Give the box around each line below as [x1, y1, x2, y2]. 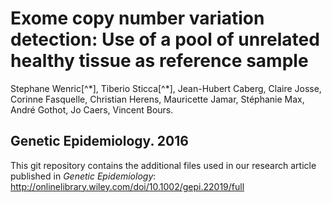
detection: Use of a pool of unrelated [10, 28, 320, 51]
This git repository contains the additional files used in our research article [10, 159, 317, 171]
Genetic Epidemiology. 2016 [10, 133, 189, 150]
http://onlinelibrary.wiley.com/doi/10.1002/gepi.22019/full [10, 180, 245, 192]
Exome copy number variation [10, 7, 265, 30]
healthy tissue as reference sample [10, 50, 309, 72]
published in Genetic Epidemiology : [10, 170, 157, 182]
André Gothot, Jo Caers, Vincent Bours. [10, 103, 174, 116]
